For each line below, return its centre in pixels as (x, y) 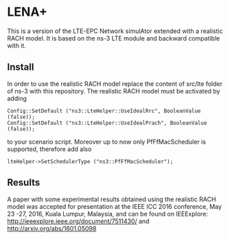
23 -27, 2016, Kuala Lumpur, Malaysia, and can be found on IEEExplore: (107, 214)
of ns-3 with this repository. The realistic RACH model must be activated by (114, 91)
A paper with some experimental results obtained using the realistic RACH (112, 199)
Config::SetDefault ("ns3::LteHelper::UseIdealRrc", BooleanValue (104, 111)
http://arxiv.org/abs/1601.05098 (52, 228)
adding (17, 98)
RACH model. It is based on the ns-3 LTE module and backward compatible (114, 38)
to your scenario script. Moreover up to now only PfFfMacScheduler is (106, 141)
